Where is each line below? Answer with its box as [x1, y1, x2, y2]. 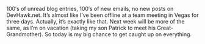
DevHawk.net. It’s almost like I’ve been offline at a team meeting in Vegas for [6, 11, 199, 19]
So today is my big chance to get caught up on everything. [45, 31, 192, 38]
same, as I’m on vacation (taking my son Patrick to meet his [6, 24, 156, 31]
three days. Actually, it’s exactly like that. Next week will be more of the [6, 18, 185, 25]
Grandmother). [6, 31, 44, 38]
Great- [157, 24, 174, 31]
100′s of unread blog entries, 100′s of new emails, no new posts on [6, 5, 174, 12]
